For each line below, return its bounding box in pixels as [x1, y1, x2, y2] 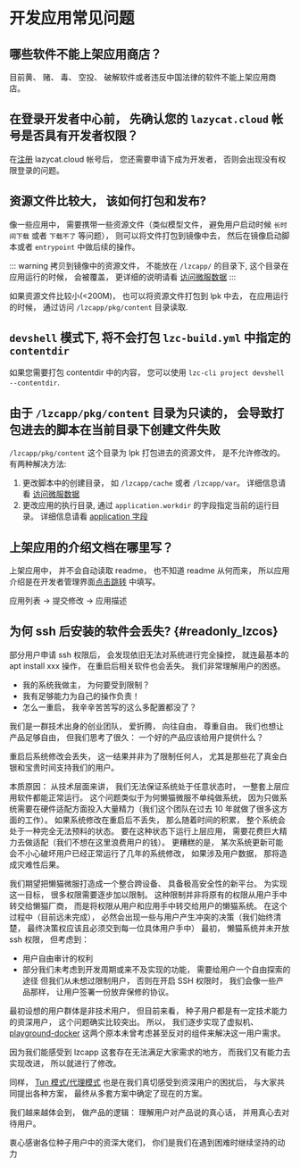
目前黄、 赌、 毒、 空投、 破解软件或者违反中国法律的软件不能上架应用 [9, 72, 269, 82]
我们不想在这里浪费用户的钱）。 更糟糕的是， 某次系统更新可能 [55, 837, 284, 847]
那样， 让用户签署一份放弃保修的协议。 [29, 986, 174, 996]
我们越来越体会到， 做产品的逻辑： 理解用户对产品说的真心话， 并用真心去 [9, 1106, 282, 1117]
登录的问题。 [16, 164, 64, 175]
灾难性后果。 [16, 859, 64, 870]
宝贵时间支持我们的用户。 [24, 762, 119, 772]
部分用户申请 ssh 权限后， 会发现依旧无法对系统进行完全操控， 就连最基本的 [9, 649, 289, 660]
